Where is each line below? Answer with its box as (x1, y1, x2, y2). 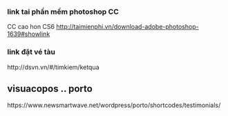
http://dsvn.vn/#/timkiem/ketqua (7, 63, 99, 71)
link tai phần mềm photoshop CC (7, 7, 119, 17)
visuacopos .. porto (7, 83, 93, 95)
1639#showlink (7, 30, 50, 38)
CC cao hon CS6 (7, 23, 55, 31)
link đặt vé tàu (7, 47, 55, 57)
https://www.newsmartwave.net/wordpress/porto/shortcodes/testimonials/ (7, 101, 221, 110)
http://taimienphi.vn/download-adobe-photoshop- (56, 23, 199, 31)
